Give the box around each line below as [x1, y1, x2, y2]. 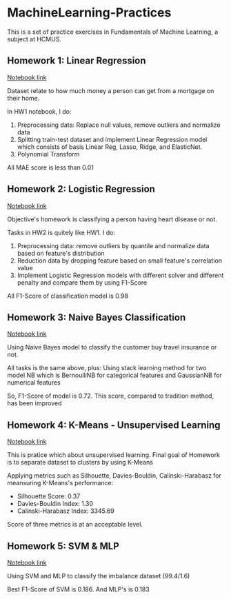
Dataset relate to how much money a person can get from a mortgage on [7, 86, 214, 94]
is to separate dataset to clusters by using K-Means [7, 458, 154, 467]
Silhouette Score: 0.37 [17, 492, 81, 500]
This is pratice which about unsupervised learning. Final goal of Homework [7, 451, 221, 459]
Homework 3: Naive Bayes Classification [7, 312, 186, 323]
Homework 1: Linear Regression [7, 55, 146, 67]
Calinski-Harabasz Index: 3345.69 [17, 507, 115, 515]
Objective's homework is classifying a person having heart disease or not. [7, 215, 217, 223]
